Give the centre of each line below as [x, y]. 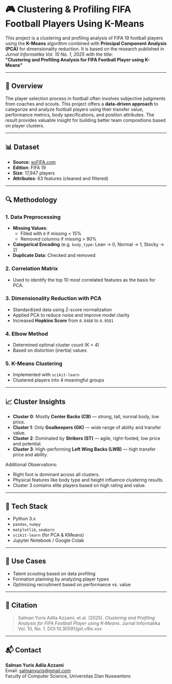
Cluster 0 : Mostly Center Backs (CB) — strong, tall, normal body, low [86, 417]
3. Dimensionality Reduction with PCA [53, 298]
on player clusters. [25, 125]
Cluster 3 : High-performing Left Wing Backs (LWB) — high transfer [84, 449]
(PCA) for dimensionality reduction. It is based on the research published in [85, 49]
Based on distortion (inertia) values [50, 350]
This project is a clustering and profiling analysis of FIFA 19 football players [84, 38]
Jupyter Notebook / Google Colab [48, 541]
